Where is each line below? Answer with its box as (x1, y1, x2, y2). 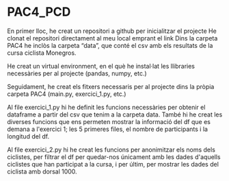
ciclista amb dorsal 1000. (7, 167, 77, 176)
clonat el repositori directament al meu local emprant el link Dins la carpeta (7, 34, 218, 42)
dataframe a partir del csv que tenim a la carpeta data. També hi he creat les (7, 110, 223, 119)
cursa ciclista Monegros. (7, 49, 77, 57)
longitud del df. (7, 132, 50, 141)
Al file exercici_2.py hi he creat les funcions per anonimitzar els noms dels (7, 145, 215, 154)
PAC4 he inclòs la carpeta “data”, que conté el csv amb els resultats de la (7, 41, 213, 49)
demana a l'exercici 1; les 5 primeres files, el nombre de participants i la (7, 125, 208, 133)
